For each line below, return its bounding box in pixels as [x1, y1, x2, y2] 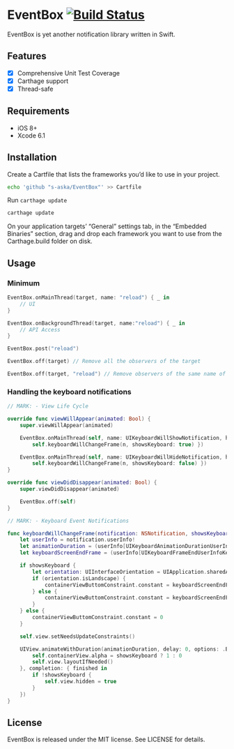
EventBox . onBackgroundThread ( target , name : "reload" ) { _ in [7, 320, 186, 327]
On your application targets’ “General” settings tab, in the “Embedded [7, 222, 207, 230]
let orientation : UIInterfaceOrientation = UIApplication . [32, 568, 208, 575]
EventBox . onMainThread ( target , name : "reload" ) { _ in [7, 294, 170, 301]
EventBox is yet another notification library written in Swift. [7, 30, 175, 38]
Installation [7, 151, 57, 163]
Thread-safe [17, 84, 54, 93]
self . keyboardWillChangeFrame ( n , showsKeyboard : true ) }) [32, 440, 204, 448]
